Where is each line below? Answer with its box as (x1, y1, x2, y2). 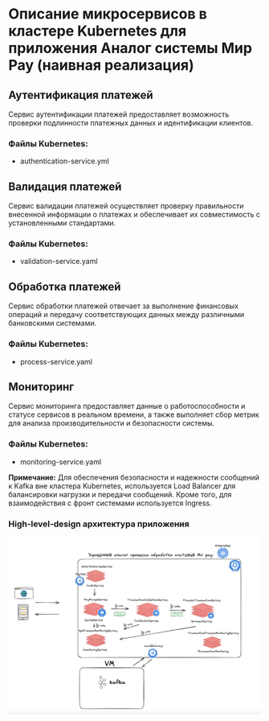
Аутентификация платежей (8, 88, 154, 101)
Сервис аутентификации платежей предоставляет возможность (8, 109, 230, 119)
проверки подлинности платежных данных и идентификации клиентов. (8, 118, 254, 127)
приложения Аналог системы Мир (8, 39, 253, 57)
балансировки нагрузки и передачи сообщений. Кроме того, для (8, 489, 232, 499)
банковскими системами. (8, 319, 97, 328)
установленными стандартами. (8, 218, 116, 228)
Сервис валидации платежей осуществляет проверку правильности (8, 201, 244, 211)
